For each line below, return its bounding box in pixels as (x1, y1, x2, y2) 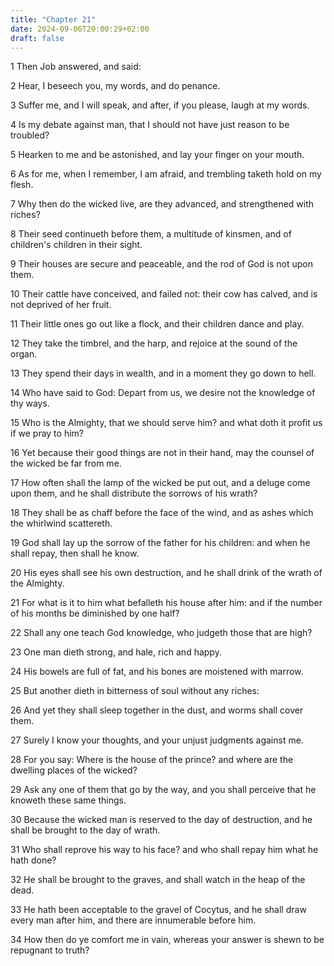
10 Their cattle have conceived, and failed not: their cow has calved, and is (10, 288, 318, 300)
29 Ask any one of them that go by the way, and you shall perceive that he (10, 784, 317, 796)
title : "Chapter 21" (10, 14, 97, 25)
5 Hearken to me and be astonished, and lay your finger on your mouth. (10, 149, 305, 161)
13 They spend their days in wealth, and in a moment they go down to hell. (10, 367, 317, 380)
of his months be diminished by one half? (10, 607, 180, 620)
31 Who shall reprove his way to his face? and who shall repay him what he (10, 844, 319, 856)
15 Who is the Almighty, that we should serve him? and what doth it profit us (10, 417, 323, 429)
